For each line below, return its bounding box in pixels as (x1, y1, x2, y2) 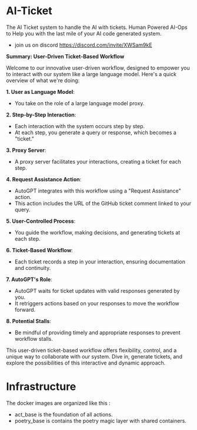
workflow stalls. (14, 335, 53, 342)
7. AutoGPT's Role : (6, 276, 53, 283)
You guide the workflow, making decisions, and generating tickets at (14, 229, 181, 236)
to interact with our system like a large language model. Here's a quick (6, 70, 177, 77)
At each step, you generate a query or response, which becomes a (14, 129, 176, 136)
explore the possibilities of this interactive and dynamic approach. (6, 359, 166, 366)
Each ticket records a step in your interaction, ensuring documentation (14, 258, 185, 265)
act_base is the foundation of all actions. (14, 411, 113, 418)
